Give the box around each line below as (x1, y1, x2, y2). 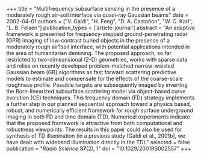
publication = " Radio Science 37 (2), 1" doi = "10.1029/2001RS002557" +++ (6, 145, 191, 152)
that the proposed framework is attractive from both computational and (6, 120, 183, 126)
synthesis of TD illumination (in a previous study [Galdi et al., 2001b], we (6, 132, 185, 139)
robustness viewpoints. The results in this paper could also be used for (6, 126, 182, 133)
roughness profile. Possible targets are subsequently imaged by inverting (6, 81, 188, 89)
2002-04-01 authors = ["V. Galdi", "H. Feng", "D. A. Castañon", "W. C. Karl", (6, 18, 193, 25)
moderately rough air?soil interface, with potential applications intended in (6, 43, 190, 50)
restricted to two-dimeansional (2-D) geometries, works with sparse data (6, 56, 188, 63)
